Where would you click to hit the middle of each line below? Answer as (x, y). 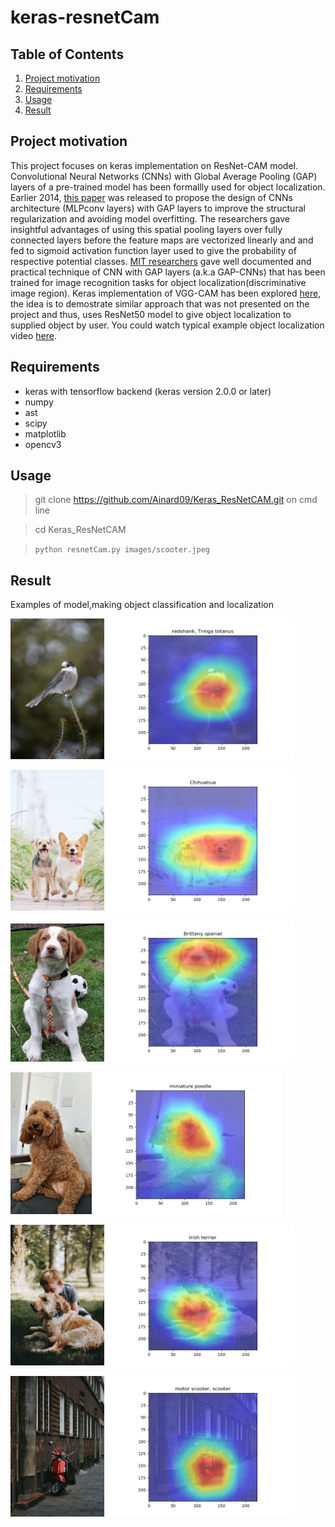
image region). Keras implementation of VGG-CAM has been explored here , (166, 293)
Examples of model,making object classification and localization (142, 605)
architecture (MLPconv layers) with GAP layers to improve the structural (158, 208)
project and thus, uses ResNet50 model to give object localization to (151, 314)
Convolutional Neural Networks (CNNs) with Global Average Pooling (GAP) (164, 176)
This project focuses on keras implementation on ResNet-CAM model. (154, 165)
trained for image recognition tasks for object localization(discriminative (158, 282)
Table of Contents (67, 54)
